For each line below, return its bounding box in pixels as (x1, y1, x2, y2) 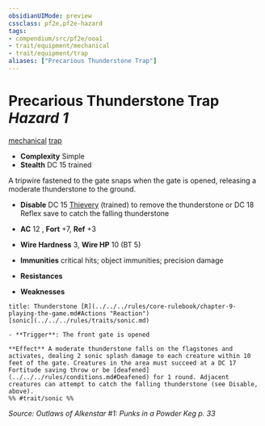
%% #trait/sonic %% (8, 394, 74, 403)
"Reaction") (109, 309, 150, 318)
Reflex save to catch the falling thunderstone (19, 208, 170, 218)
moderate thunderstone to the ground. (8, 183, 136, 194)
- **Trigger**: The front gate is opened (8, 331, 150, 339)
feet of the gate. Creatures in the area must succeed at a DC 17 (8, 359, 237, 367)
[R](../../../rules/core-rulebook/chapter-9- (80, 302, 237, 310)
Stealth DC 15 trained (19, 159, 92, 170)
